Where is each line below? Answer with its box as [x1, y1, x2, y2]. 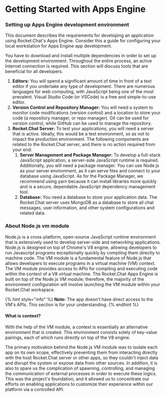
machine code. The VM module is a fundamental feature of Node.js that [5, 255, 152, 261]
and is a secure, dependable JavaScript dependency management [19, 184, 156, 190]
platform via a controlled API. [5, 386, 64, 392]
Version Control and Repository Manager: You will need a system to [12, 104, 154, 110]
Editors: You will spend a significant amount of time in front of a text [12, 78, 152, 84]
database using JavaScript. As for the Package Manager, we [19, 173, 144, 179]
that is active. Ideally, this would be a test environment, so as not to [12, 131, 150, 137]
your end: [12, 147, 32, 153]
